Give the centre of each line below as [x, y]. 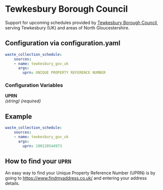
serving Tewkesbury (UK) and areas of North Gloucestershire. [67, 27]
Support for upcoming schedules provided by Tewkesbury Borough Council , [82, 23]
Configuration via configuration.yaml [63, 43]
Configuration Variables [34, 85]
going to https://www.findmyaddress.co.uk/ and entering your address [76, 178]
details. [12, 183]
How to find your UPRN [38, 161]
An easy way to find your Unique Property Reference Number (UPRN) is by [80, 173]
